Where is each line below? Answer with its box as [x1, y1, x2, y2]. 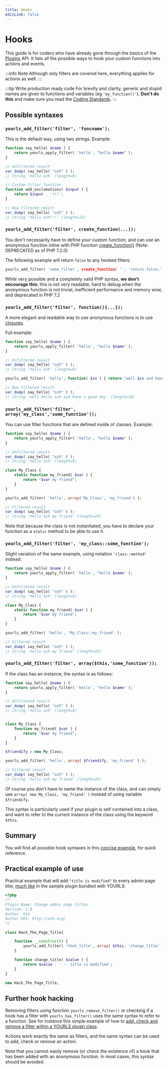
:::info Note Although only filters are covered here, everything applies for [5, 71, 155, 77]
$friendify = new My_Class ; [5, 749, 64, 755]
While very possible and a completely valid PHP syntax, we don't [5, 276, 139, 282]
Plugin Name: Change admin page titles [5, 902, 88, 908]
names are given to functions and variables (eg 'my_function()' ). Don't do [5, 91, 159, 97]
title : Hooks [5, 7, 32, 13]
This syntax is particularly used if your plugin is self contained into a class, [5, 806, 159, 812]
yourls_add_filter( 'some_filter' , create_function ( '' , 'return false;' [5, 267, 162, 272]
